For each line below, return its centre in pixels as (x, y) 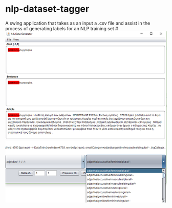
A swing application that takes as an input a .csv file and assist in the (78, 23)
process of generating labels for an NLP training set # (62, 28)
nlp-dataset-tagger (47, 9)
